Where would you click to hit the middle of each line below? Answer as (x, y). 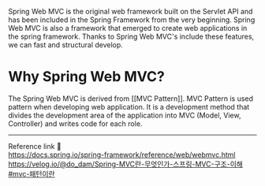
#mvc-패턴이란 (32, 173)
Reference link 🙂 (35, 146)
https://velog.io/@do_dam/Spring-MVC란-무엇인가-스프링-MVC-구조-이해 (125, 164)
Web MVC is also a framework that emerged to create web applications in (128, 28)
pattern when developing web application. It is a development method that (129, 106)
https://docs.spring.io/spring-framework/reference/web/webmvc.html (122, 154)
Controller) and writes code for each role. (75, 123)
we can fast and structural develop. (66, 45)
